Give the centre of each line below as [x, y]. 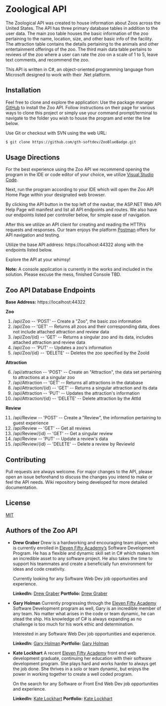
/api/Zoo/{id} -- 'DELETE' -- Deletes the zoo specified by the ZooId [81, 353]
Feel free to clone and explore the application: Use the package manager [80, 102]
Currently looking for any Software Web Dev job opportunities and [80, 578]
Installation [23, 90]
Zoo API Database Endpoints [51, 290]
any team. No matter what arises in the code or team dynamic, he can [84, 613]
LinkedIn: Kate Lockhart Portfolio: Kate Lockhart [62, 699]
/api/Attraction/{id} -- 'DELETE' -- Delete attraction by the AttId [77, 398]
